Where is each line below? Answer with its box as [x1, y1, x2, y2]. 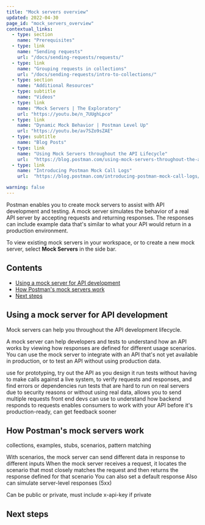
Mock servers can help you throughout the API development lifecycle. [6, 326, 182, 333]
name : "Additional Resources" [17, 83, 95, 89]
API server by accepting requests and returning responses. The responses [6, 214, 194, 221]
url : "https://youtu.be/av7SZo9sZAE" [17, 128, 113, 134]
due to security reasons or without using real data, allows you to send [6, 388, 182, 396]
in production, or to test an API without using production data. [6, 357, 162, 365]
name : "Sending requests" [17, 49, 84, 55]
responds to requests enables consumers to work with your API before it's [6, 401, 193, 409]
